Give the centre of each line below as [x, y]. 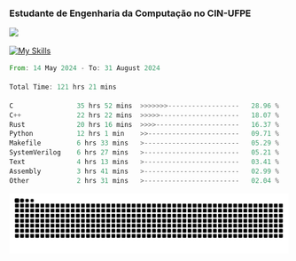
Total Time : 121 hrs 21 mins [63, 87]
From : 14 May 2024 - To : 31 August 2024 [85, 68]
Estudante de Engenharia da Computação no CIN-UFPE [130, 13]
